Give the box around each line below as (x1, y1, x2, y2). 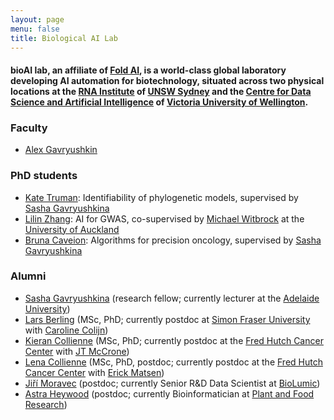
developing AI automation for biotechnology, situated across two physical (10, 74, 325, 86)
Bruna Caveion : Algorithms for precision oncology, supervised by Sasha (24, 234, 322, 246)
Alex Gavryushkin (24, 144, 98, 156)
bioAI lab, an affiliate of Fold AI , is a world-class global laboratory (10, 64, 287, 76)
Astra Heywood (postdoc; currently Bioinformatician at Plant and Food (24, 387, 315, 400)
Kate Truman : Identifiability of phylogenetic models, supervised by (24, 191, 299, 203)
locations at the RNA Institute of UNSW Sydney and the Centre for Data (10, 85, 312, 97)
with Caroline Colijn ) (24, 324, 109, 336)
